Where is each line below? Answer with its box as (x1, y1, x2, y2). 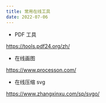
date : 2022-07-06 (6, 14, 48, 20)
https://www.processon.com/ (6, 66, 77, 73)
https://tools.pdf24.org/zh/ (6, 42, 70, 50)
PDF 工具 (14, 30, 37, 38)
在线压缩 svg (14, 78, 45, 85)
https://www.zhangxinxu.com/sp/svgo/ (6, 90, 100, 97)
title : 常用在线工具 (6, 8, 51, 15)
